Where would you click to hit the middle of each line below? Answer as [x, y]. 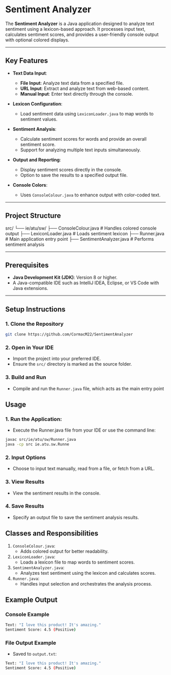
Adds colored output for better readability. [64, 551]
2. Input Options [26, 457]
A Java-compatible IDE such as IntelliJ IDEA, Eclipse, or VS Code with [86, 283]
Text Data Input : [30, 73]
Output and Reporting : [37, 160]
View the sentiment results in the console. [56, 493]
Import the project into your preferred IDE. [56, 358]
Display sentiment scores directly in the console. [71, 169]
